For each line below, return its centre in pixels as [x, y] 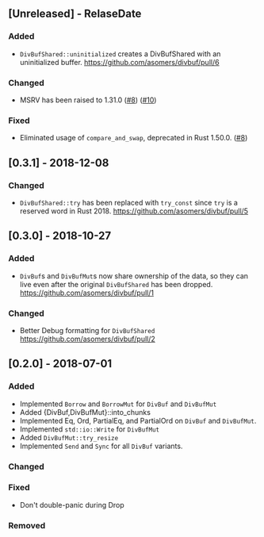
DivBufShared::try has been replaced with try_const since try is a [128, 202]
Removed [27, 525]
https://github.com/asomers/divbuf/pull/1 [87, 293]
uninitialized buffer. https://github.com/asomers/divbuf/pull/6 [119, 62]
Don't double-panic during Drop [72, 504]
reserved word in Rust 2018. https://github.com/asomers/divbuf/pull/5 [134, 211]
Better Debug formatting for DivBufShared [87, 330]
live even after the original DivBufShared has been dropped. [116, 284]
